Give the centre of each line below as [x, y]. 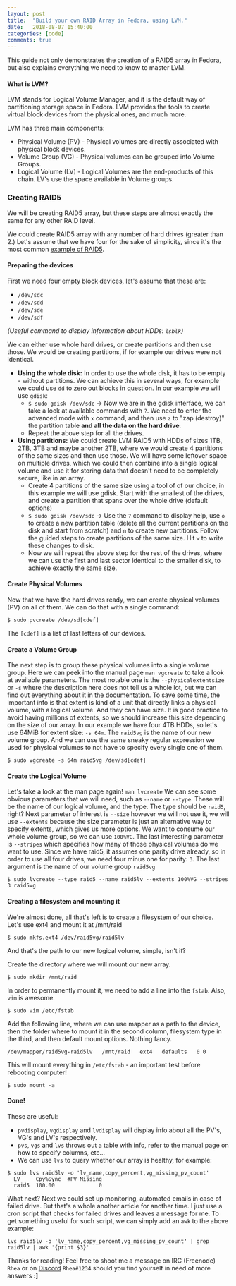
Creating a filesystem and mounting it [64, 902]
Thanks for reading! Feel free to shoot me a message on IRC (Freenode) [112, 1261]
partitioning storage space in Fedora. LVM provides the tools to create [109, 107]
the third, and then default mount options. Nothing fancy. [90, 1038]
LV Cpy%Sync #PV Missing [58, 1179]
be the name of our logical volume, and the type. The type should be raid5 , [117, 807]
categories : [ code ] [36, 34]
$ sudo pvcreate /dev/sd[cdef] [53, 620]
